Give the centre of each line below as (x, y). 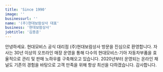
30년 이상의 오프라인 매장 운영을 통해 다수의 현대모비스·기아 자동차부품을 (83, 53)
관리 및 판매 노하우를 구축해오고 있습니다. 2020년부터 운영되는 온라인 (87, 59)
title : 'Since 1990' (26, 9)
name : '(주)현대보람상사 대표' (32, 23)
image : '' (15, 14)
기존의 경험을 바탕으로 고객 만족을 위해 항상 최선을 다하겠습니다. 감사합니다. (85, 65)
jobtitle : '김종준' (23, 32)
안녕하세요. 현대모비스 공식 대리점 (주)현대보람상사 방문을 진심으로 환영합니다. (79, 46)
